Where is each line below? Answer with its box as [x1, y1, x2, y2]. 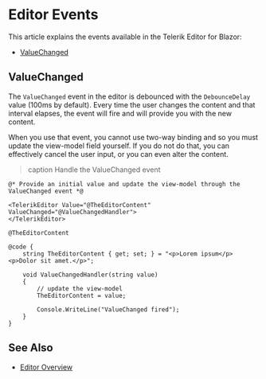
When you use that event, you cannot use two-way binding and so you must [8, 132, 259, 142]
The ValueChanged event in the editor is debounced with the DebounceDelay [8, 92, 251, 101]
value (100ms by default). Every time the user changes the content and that [8, 100, 256, 109]
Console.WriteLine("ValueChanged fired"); [37, 305, 180, 314]
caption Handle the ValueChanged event [27, 165, 161, 174]
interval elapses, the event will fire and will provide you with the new [8, 108, 233, 118]
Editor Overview [19, 362, 73, 372]
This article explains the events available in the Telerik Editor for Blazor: [8, 32, 242, 41]
